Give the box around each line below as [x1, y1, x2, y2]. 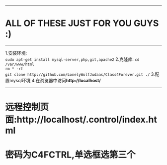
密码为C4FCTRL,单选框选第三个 [5, 149, 136, 161]
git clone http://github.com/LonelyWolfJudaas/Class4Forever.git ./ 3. [5, 71, 155, 77]
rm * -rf [5, 66, 23, 71]
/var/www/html [5, 62, 35, 67]
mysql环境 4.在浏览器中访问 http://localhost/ [9, 77, 101, 83]
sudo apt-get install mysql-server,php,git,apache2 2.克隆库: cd [5, 56, 140, 62]
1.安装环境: [5, 50, 27, 56]
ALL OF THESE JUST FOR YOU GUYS [5, 18, 159, 29]
